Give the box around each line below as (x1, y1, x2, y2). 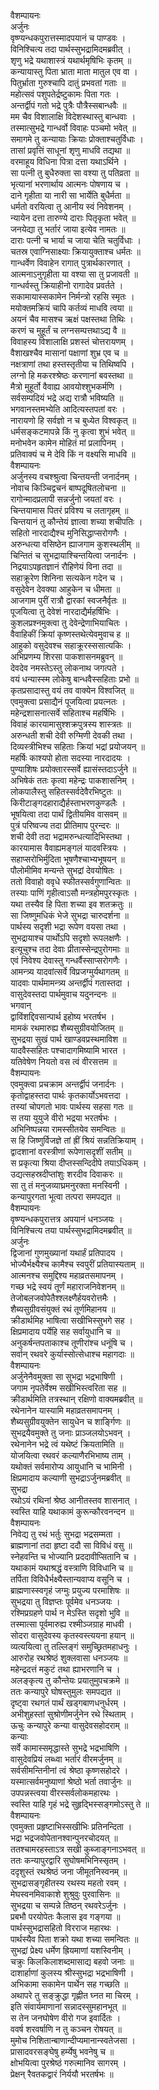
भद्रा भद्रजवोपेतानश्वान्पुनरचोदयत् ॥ (10, 1832, 118, 1844)
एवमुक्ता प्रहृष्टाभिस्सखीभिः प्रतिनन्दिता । (10, 1821, 133, 1832)
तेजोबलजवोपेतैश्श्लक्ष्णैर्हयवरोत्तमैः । (10, 1292, 117, 1304)
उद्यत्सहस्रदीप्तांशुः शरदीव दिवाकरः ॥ (10, 1168, 123, 1180)
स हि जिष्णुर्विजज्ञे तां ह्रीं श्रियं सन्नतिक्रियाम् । (10, 1135, 145, 1146)
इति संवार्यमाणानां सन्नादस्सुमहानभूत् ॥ (10, 2001, 127, 2012)
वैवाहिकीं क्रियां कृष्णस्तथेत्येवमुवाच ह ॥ (10, 628, 130, 640)
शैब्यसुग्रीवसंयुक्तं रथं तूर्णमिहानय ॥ (10, 1303, 116, 1315)
